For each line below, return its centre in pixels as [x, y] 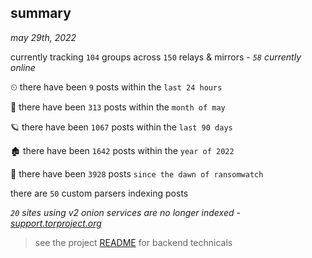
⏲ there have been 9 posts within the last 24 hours [116, 87]
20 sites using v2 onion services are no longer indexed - [125, 212]
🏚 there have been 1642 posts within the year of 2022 [122, 150]
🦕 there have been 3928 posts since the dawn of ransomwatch [137, 173]
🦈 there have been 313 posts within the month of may [118, 107]
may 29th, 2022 [43, 37]
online [23, 67]
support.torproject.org [56, 223]
